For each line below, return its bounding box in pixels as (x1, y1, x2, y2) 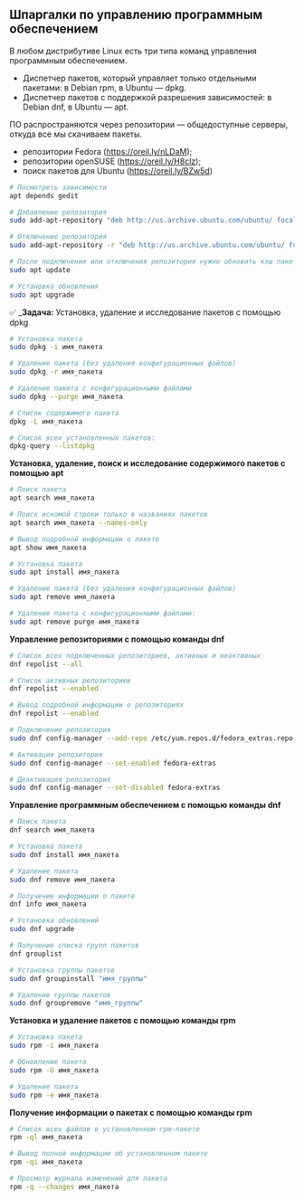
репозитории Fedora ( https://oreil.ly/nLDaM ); (22, 146, 193, 157)
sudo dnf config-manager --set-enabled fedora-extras (9, 758, 217, 767)
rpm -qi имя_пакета (9, 1157, 83, 1167)
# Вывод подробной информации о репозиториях (9, 700, 184, 710)
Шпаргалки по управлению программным (9, 7, 263, 23)
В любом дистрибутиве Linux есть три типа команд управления (9, 45, 258, 56)
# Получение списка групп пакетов (9, 941, 140, 950)
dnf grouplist (9, 949, 63, 958)
